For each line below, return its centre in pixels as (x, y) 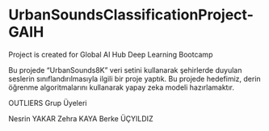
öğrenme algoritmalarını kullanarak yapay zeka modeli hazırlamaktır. (122, 87)
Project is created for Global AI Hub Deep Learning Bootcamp (111, 54)
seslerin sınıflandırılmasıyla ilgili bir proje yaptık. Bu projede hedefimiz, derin (134, 78)
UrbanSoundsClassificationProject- (131, 15)
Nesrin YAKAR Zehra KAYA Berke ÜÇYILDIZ (81, 118)
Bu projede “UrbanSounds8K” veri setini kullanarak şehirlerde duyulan (125, 70)
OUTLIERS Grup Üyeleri (48, 103)
